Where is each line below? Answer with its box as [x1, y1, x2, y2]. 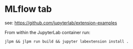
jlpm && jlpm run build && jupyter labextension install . [4, 39, 129, 44]
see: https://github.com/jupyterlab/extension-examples [4, 20, 117, 26]
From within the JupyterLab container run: [4, 29, 90, 35]
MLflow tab [4, 3, 52, 15]
